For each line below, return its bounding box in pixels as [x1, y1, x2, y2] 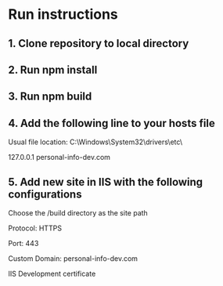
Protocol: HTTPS [8, 223, 63, 233]
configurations [8, 187, 82, 201]
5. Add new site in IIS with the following [8, 175, 203, 189]
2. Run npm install [8, 63, 98, 76]
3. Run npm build [8, 90, 92, 103]
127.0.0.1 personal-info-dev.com [8, 153, 111, 162]
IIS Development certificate [8, 269, 96, 278]
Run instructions [8, 5, 119, 24]
